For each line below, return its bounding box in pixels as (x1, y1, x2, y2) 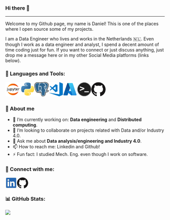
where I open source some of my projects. (5, 26, 94, 32)
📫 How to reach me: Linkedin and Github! (12, 143, 100, 149)
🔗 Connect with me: (5, 166, 55, 173)
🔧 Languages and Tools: (5, 70, 66, 77)
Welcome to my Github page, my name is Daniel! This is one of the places (5, 21, 159, 27)
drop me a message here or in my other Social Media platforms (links (5, 52, 149, 59)
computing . (12, 122, 38, 128)
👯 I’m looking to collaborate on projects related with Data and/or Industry (12, 127, 164, 133)
